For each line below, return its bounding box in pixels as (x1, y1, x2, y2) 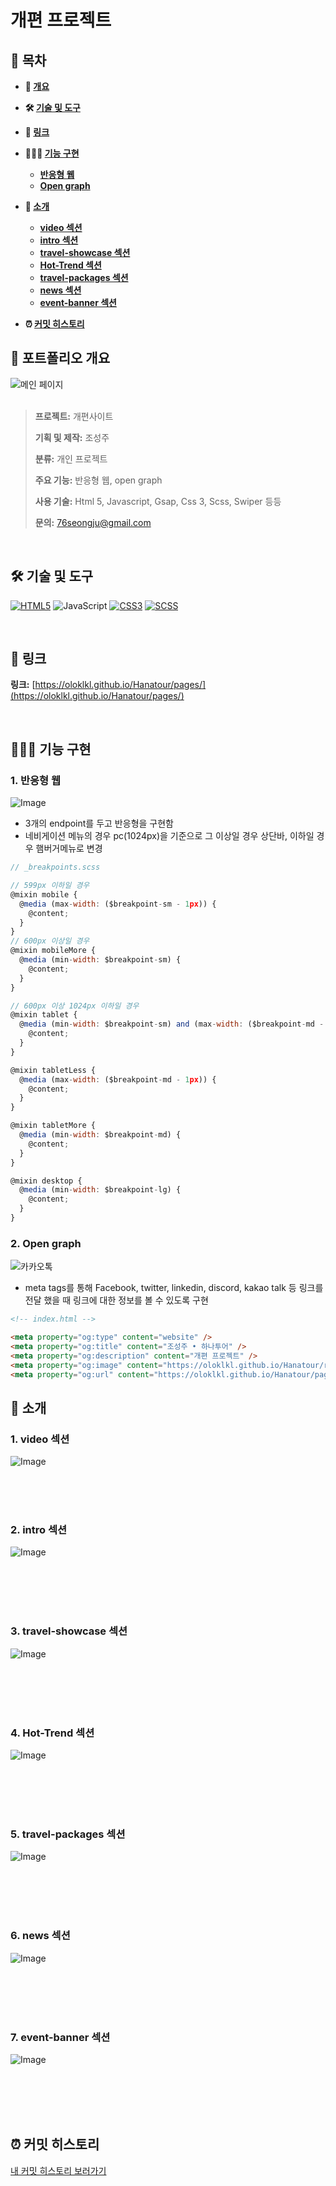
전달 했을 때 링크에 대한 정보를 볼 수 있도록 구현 (24, 1294, 209, 1306)
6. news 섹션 (10, 1929, 71, 1943)
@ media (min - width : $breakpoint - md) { (19, 1130, 182, 1140)
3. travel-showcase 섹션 (10, 1624, 128, 1638)
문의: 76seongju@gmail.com (34, 516, 152, 528)
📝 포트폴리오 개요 (10, 350, 110, 367)
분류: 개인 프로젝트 (34, 452, 108, 465)
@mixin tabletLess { (10, 1065, 97, 1075)
